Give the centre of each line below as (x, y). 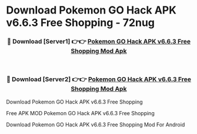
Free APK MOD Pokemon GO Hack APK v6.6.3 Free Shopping (80, 113)
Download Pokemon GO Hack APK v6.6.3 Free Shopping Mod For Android (96, 125)
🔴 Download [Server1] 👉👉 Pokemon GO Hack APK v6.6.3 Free (99, 42)
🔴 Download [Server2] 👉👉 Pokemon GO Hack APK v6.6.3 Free (99, 79)
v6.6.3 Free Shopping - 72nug (80, 23)
